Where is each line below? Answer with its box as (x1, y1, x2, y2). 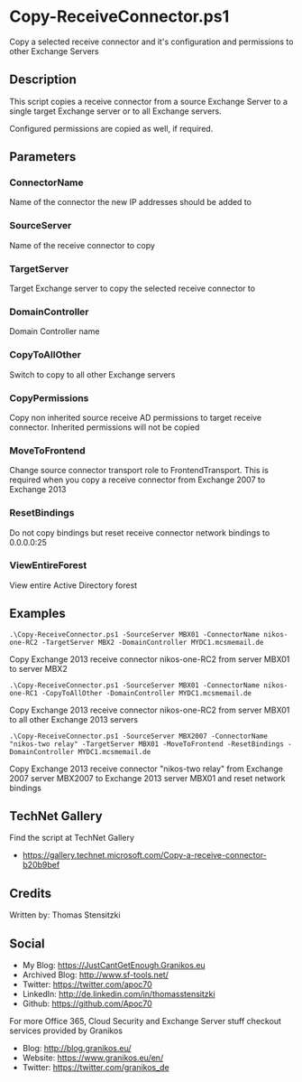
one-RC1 (9, 688, 39, 697)
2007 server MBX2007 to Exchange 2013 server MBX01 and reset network (9, 772, 286, 783)
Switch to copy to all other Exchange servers (9, 368, 176, 380)
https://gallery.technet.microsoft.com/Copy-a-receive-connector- (22, 850, 268, 861)
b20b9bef (22, 860, 60, 871)
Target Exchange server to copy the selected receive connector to (9, 283, 255, 294)
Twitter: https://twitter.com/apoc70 (22, 979, 153, 990)
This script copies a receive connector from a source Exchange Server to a (9, 96, 288, 107)
